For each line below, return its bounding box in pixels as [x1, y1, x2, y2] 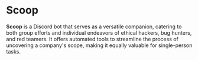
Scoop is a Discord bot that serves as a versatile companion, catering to [6, 23, 182, 30]
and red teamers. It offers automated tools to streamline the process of [6, 35, 178, 42]
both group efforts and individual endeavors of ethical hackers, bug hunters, [6, 29, 192, 36]
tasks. [6, 48, 21, 55]
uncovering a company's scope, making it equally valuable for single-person [6, 42, 193, 49]
